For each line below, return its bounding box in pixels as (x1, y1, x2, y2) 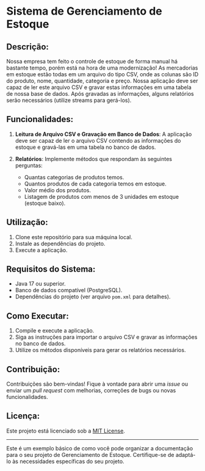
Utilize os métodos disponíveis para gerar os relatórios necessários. (15, 347, 186, 354)
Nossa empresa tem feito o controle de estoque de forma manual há (6, 58, 178, 65)
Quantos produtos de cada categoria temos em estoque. (24, 180, 167, 187)
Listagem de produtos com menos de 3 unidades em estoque (24, 193, 179, 200)
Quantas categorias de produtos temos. (24, 173, 124, 181)
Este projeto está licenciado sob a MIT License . (6, 427, 125, 434)
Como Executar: (6, 311, 69, 321)
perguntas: (15, 162, 43, 169)
